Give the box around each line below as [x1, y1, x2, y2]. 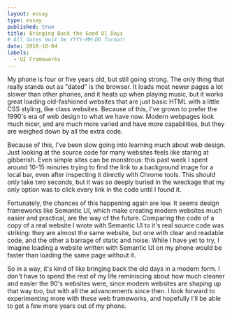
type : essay [7, 17, 42, 24]
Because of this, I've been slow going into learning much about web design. [7, 141, 226, 149]
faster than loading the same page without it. [7, 251, 136, 259]
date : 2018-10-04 [7, 43, 58, 50]
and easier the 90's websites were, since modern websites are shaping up [7, 279, 222, 288]
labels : [7, 50, 30, 57]
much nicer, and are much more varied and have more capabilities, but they [7, 120, 225, 128]
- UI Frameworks [13, 56, 61, 63]
